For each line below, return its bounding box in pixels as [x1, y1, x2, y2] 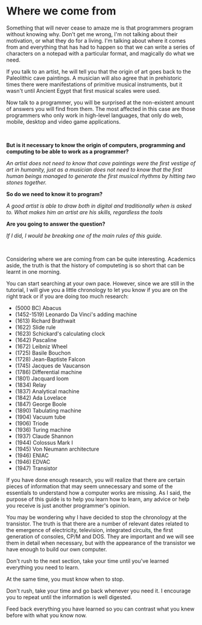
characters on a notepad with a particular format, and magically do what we [6, 49, 195, 57]
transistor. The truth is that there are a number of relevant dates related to [6, 520, 189, 527]
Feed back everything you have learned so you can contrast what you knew [6, 605, 195, 612]
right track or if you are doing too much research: [6, 293, 129, 300]
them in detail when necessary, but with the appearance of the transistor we [6, 539, 196, 547]
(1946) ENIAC [14, 451, 49, 459]
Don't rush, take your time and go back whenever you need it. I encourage [6, 587, 191, 594]
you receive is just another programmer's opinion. [6, 502, 130, 509]
